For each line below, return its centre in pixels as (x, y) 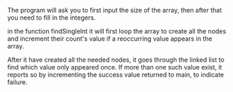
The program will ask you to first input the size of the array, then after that (115, 10)
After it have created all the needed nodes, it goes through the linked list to (116, 60)
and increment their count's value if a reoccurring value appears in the (110, 39)
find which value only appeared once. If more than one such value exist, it (115, 67)
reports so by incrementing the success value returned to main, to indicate (116, 74)
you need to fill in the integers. (52, 18)
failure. (18, 82)
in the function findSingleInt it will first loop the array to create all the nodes (117, 31)
